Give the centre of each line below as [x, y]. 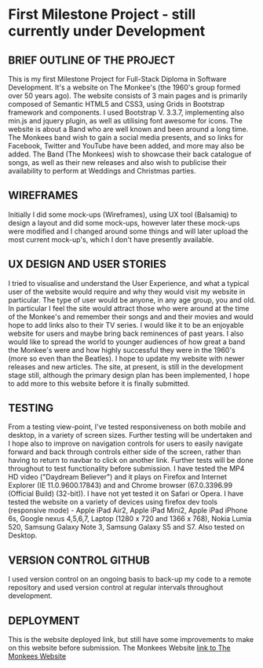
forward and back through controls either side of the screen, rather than [125, 452]
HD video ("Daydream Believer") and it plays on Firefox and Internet [118, 477]
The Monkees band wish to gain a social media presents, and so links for [126, 138]
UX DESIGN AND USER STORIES [87, 264]
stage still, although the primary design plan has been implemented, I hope [129, 375]
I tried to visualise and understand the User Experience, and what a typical [129, 283]
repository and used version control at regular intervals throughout [116, 588]
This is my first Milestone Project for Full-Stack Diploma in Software [117, 79]
